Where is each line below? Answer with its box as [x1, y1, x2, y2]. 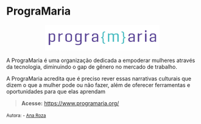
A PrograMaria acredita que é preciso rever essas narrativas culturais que [6, 75, 192, 82]
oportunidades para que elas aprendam [6, 88, 105, 95]
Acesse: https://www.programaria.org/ [21, 99, 119, 107]
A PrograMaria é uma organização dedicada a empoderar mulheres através [6, 57, 196, 64]
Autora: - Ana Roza [6, 112, 46, 119]
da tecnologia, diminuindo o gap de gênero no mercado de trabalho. [6, 63, 178, 71]
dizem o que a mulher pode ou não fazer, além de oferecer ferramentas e [6, 81, 191, 89]
